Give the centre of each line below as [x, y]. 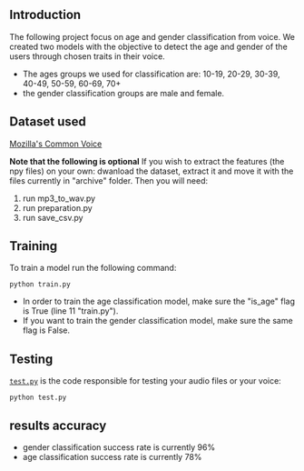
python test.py [38, 398]
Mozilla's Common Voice [56, 144]
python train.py [40, 285]
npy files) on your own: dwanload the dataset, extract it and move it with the [152, 171]
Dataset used [48, 122]
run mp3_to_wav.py [59, 198]
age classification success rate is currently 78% [112, 457]
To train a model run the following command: [93, 268]
